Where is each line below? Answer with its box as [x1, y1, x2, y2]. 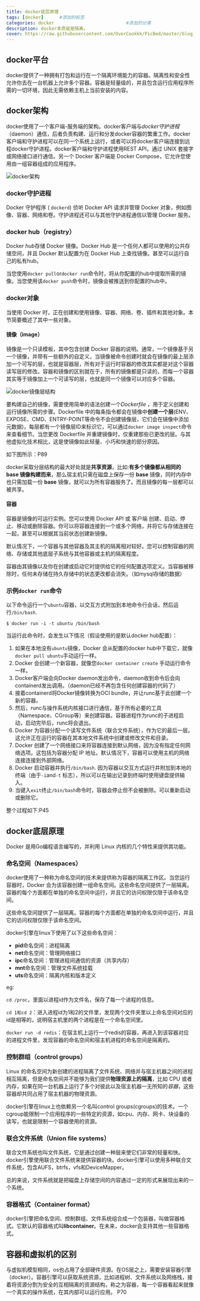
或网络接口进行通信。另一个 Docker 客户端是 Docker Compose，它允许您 [6, 152, 186, 160]
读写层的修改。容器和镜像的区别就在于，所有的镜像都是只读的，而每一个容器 [6, 368, 194, 375]
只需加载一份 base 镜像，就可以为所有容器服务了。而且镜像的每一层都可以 [11, 478, 194, 485]
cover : [6, 31, 23, 37]
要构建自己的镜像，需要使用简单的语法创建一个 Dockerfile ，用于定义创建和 [6, 400, 189, 408]
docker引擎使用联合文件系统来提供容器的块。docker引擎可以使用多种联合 [6, 1156, 186, 1164]
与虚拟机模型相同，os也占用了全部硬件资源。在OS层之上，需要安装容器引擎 [6, 1266, 192, 1274]
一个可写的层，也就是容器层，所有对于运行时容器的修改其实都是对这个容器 [11, 360, 194, 368]
